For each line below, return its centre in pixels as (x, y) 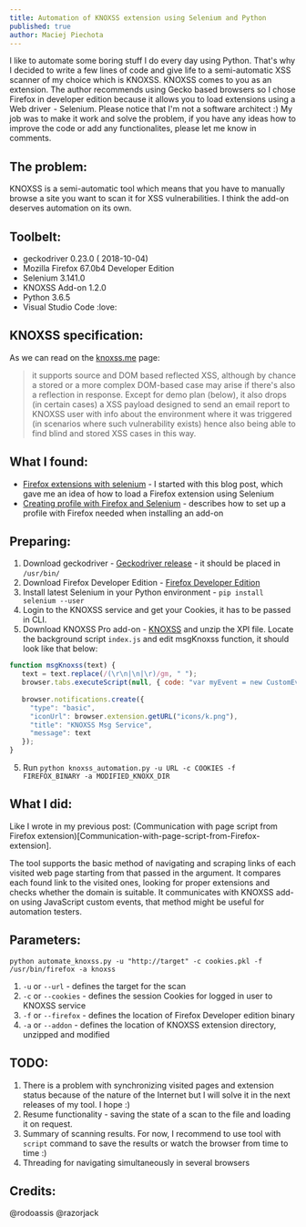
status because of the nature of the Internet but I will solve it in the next (157, 1095)
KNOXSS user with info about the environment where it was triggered (162, 414)
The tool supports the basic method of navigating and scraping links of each (153, 863)
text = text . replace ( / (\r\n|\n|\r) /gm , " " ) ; (109, 674)
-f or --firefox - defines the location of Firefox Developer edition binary (159, 1015)
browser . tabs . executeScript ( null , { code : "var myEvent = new (142, 683)
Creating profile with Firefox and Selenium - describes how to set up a (154, 503)
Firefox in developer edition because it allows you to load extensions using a (153, 99)
